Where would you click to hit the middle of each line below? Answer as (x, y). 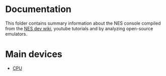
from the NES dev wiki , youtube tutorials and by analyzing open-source (79, 28)
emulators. (16, 34)
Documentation (38, 9)
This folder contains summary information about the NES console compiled (83, 23)
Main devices (34, 54)
